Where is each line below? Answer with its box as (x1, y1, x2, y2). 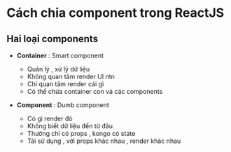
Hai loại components (6, 33, 99, 45)
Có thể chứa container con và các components (27, 88, 163, 95)
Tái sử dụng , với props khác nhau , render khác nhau (27, 137, 181, 145)
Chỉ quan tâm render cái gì (27, 80, 104, 88)
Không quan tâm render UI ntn (27, 72, 115, 81)
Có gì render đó (27, 114, 73, 123)
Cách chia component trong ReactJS (6, 5, 225, 21)
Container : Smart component (16, 51, 104, 60)
